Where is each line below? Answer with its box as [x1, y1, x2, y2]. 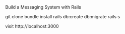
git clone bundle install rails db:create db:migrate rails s [5, 14, 120, 19]
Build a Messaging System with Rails [5, 4, 82, 10]
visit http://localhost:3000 [5, 23, 59, 29]
